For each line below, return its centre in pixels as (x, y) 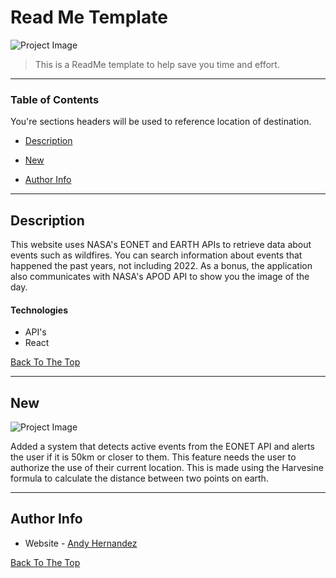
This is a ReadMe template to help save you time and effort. (157, 64)
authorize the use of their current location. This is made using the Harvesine (167, 468)
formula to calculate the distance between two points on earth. (139, 478)
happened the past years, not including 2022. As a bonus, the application (161, 266)
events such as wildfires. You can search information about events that (156, 255)
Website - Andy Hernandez (81, 543)
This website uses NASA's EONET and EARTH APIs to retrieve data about (161, 245)
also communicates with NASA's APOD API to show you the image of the (160, 277)
